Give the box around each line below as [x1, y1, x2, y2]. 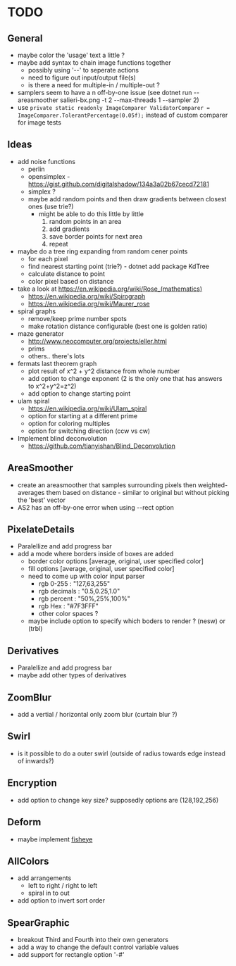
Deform [7, 816, 42, 828]
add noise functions [17, 157, 76, 165]
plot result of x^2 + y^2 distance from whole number [27, 367, 180, 375]
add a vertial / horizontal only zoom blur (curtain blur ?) [17, 710, 178, 719]
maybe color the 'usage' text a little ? [17, 51, 125, 59]
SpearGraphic [7, 917, 70, 929]
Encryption [7, 777, 58, 789]
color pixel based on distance [27, 277, 114, 285]
